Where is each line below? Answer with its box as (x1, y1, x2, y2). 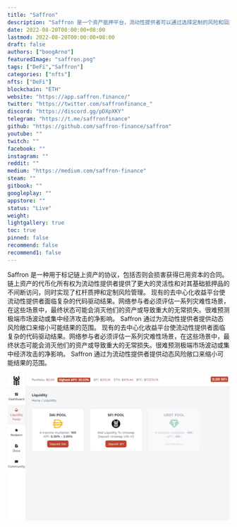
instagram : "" (7, 152, 49, 160)
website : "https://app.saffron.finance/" (7, 93, 131, 100)
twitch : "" (7, 137, 39, 144)
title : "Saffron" (7, 11, 59, 18)
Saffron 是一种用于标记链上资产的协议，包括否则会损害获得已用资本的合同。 (7, 270, 229, 278)
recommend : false (7, 242, 59, 249)
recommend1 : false (7, 249, 61, 256)
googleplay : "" (7, 190, 52, 197)
